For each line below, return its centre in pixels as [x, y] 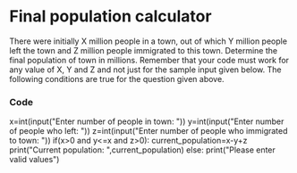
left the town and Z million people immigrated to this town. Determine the [144, 50]
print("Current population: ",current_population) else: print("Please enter [142, 150]
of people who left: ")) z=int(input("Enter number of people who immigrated [148, 131]
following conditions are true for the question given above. [117, 78]
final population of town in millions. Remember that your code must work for [149, 60]
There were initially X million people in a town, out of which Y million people [148, 41]
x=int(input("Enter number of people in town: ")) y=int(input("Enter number [147, 121]
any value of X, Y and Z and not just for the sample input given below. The [145, 70]
